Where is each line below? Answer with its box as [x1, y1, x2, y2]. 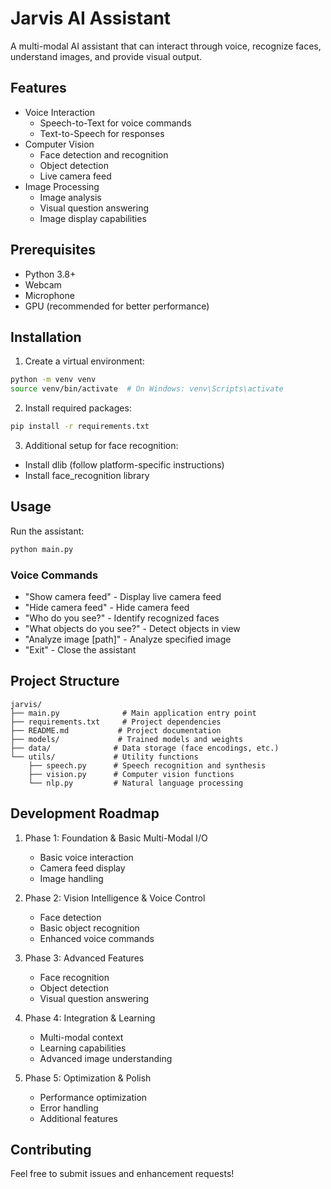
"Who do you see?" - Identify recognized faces [24, 612, 220, 624]
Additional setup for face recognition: [24, 440, 179, 451]
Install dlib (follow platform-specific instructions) [24, 459, 225, 471]
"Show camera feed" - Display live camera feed [24, 590, 222, 602]
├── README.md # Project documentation [10, 725, 222, 736]
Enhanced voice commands [39, 932, 155, 944]
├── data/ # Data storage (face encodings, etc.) [10, 743, 280, 753]
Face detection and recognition [39, 148, 169, 161]
